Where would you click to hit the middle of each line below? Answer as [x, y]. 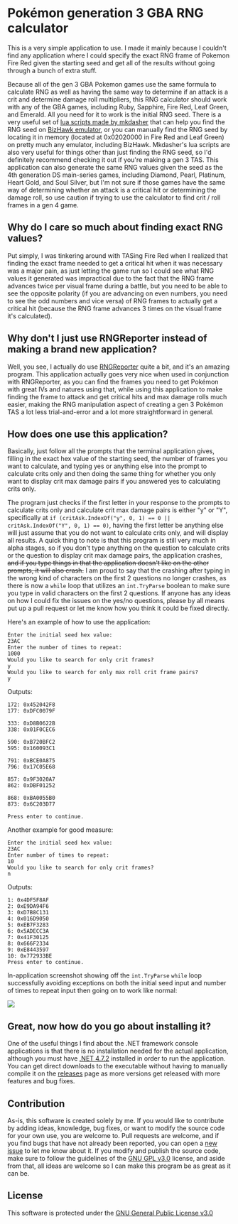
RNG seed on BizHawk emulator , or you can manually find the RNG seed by [118, 129]
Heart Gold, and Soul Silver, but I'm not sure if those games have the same [117, 182]
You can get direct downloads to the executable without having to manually [118, 1066]
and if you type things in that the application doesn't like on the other [108, 563]
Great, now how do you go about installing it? [109, 1026]
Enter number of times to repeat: [59, 855]
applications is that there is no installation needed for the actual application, [118, 1051]
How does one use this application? [88, 434]
